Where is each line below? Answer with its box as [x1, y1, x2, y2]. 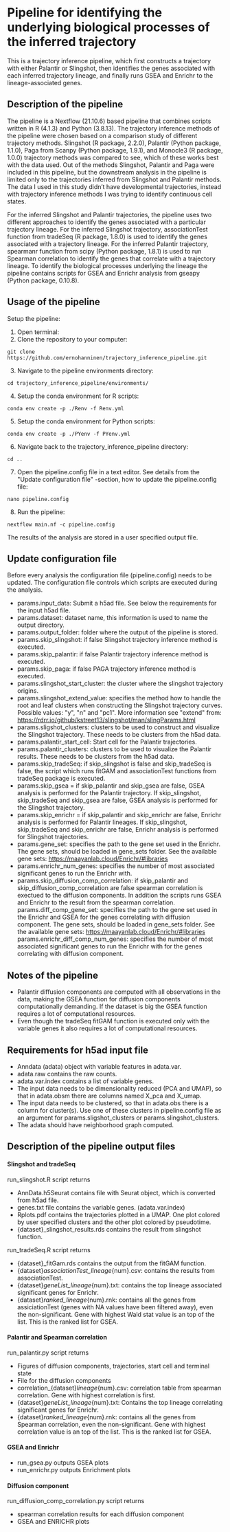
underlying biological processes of [7, 19, 211, 35]
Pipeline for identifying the [7, 5, 163, 21]
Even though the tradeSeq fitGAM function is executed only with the [16, 1017, 210, 1025]
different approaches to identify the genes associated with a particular [7, 218, 206, 226]
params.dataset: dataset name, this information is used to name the [16, 614, 208, 622]
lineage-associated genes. [7, 78, 82, 87]
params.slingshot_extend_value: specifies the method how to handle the [16, 694, 221, 702]
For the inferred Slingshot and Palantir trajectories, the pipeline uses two [7, 210, 212, 219]
